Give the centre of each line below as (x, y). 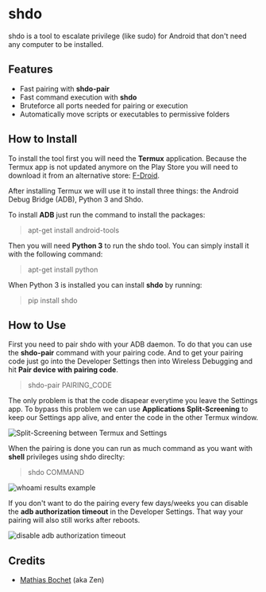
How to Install (43, 139)
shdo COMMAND (56, 472)
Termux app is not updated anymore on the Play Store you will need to (123, 167)
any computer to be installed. (56, 44)
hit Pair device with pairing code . (64, 370)
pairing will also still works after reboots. (74, 520)
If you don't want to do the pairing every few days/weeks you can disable (128, 504)
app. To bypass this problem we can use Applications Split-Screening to (128, 409)
